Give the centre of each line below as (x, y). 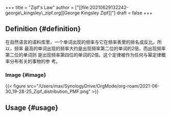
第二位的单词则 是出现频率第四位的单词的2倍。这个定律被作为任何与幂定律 (83, 55)
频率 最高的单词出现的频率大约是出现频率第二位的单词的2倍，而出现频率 (90, 48)
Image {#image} (26, 75)
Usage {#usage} (32, 108)
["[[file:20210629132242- (102, 7)
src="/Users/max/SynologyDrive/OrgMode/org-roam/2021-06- (93, 86)
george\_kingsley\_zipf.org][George (43, 13)
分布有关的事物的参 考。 (35, 61)
